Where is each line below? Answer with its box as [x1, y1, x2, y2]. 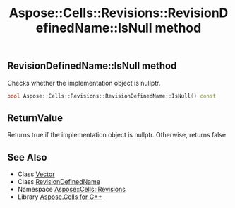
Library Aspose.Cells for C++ [17, 192, 102, 201]
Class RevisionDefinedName [17, 178, 101, 186]
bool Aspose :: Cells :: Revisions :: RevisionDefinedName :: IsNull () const [7, 92, 217, 100]
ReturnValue [7, 112, 64, 124]
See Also [7, 151, 47, 163]
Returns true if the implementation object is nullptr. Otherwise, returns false [7, 131, 227, 139]
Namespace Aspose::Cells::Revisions [17, 185, 126, 194]
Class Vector [17, 170, 55, 178]
